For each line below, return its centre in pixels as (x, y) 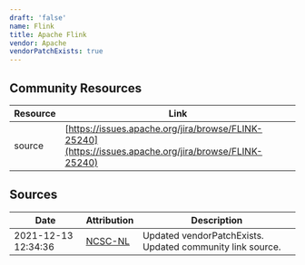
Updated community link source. (212, 247)
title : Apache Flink (49, 34)
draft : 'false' (38, 18)
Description (217, 220)
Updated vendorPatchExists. (203, 235)
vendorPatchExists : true (56, 52)
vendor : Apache (38, 43)
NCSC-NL (108, 241)
